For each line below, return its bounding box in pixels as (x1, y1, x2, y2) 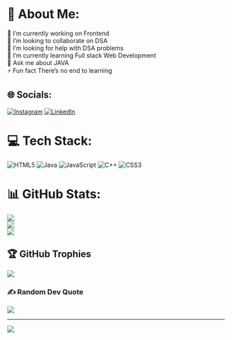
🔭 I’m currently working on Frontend (7, 29, 110, 37)
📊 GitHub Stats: (7, 186, 101, 202)
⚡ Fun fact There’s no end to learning (7, 66, 113, 75)
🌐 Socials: (7, 89, 52, 101)
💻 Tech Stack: (7, 133, 93, 148)
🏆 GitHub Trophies (7, 249, 92, 260)
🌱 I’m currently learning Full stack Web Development (7, 51, 157, 60)
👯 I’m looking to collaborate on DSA (7, 36, 108, 44)
